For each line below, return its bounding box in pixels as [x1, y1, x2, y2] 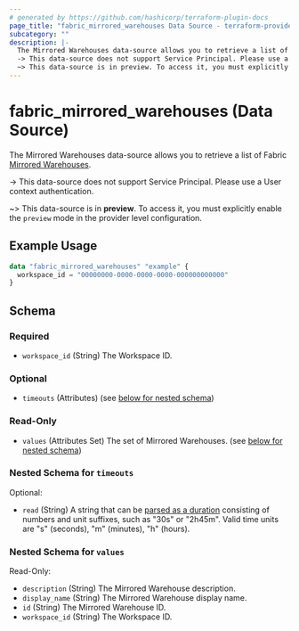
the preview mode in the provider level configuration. [9, 212, 203, 223]
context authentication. [9, 185, 94, 196]
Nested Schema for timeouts [9, 467, 134, 479]
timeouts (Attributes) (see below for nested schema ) [21, 393, 215, 404]
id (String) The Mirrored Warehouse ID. [21, 602, 166, 613]
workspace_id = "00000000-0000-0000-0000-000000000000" [17, 270, 229, 279]
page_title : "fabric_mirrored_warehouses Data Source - [9, 21, 221, 30]
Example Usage [9, 238, 98, 254]
